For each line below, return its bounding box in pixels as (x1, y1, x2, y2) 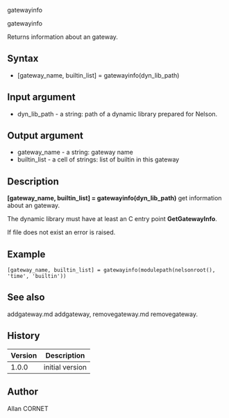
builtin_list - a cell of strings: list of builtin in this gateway (17, 155, 180, 164)
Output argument (7, 130, 83, 141)
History (7, 330, 40, 342)
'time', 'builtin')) (7, 273, 67, 280)
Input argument (7, 92, 76, 103)
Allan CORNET (7, 404, 49, 412)
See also (7, 291, 45, 304)
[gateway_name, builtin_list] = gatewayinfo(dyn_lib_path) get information (7, 194, 222, 202)
